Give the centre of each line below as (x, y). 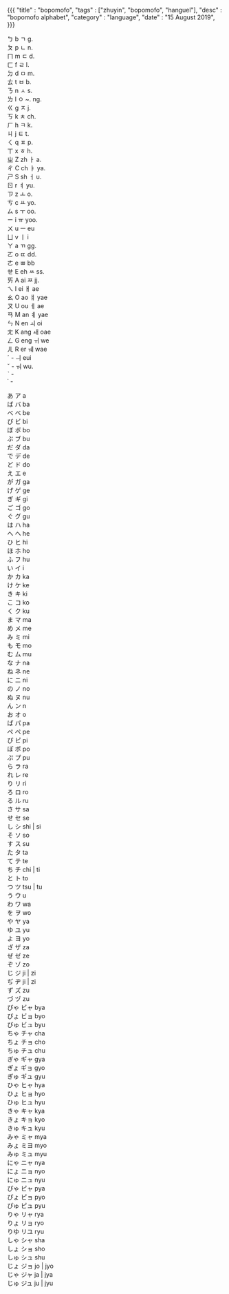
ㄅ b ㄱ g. (20, 39)
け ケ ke (18, 585)
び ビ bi (18, 421)
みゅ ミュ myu (27, 1154)
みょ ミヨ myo (27, 1145)
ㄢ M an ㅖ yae (28, 314)
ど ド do (19, 464)
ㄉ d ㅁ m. (21, 73)
